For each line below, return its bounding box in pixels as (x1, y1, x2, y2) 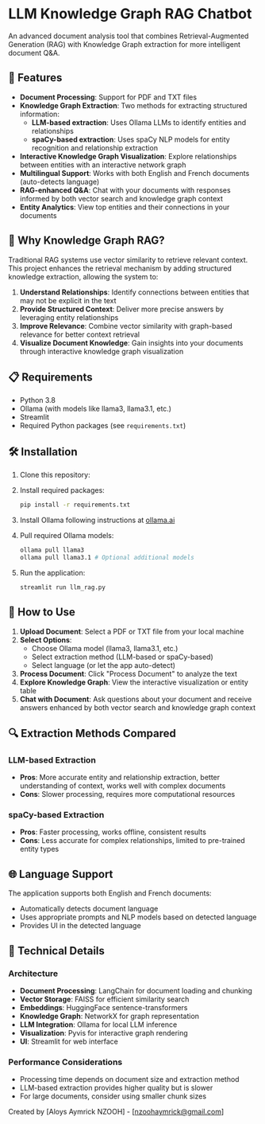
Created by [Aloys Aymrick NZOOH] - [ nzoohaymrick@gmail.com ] (8, 1107, 225, 1117)
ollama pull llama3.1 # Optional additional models (19, 553, 194, 561)
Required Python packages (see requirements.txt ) (19, 421, 186, 431)
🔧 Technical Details (8, 944, 106, 958)
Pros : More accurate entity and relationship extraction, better (19, 773, 221, 783)
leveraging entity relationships (19, 312, 119, 322)
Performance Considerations (8, 1056, 123, 1067)
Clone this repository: (19, 470, 90, 480)
